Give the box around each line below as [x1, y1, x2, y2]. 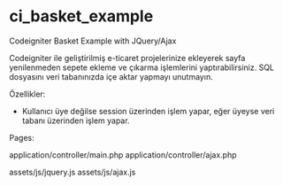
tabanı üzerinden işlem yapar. [21, 115, 130, 126]
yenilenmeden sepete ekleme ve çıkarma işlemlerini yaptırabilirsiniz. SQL [9, 62, 275, 73]
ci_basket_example [9, 6, 154, 27]
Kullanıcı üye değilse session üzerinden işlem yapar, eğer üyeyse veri [21, 105, 275, 116]
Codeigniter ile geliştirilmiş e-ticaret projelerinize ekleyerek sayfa [9, 52, 246, 63]
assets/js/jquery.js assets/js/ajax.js [9, 167, 136, 177]
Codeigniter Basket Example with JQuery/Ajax [9, 35, 177, 46]
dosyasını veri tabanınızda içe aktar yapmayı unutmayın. [9, 71, 214, 81]
